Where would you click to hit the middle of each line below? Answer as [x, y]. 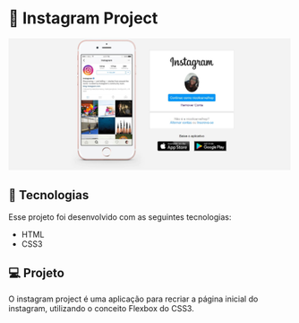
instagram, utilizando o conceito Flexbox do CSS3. [101, 309]
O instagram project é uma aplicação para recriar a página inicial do [133, 299]
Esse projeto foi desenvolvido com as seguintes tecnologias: [120, 217]
